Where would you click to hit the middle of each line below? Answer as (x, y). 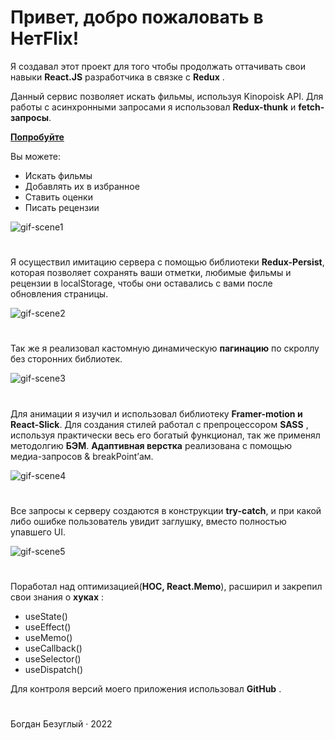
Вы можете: (35, 156)
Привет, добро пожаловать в (137, 17)
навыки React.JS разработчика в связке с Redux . (117, 77)
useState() (46, 616)
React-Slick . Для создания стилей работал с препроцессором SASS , (159, 424)
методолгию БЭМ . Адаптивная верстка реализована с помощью (151, 445)
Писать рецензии (62, 207)
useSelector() (53, 658)
